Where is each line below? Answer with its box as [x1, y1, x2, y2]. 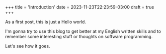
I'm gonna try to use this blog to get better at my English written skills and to [5, 28, 162, 34]
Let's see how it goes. [5, 43, 51, 49]
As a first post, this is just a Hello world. [5, 19, 86, 25]
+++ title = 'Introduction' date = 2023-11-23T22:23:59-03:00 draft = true [5, 4, 154, 10]
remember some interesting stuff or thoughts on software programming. [5, 34, 153, 39]
